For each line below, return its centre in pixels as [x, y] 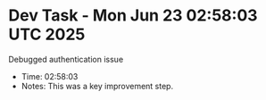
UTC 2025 [47, 34]
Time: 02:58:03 [50, 76]
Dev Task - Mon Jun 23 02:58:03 [133, 16]
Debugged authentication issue [66, 59]
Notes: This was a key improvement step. [97, 86]
